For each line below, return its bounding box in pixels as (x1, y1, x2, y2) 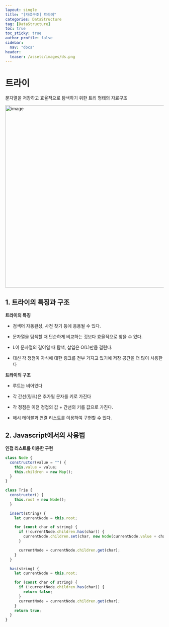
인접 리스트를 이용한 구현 (5, 445, 53, 451)
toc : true (5, 26, 26, 31)
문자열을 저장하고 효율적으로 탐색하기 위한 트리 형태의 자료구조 (5, 95, 128, 101)
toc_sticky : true (5, 31, 42, 36)
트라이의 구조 (5, 372, 31, 378)
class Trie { (5, 488, 33, 493)
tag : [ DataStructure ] (5, 21, 51, 27)
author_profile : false (5, 36, 53, 41)
